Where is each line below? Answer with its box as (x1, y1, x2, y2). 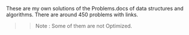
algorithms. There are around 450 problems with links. (6, 11, 139, 18)
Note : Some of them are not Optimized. (35, 23, 132, 29)
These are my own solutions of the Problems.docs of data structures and (6, 5, 184, 12)
